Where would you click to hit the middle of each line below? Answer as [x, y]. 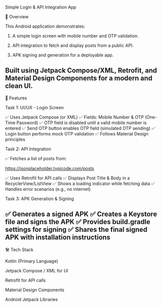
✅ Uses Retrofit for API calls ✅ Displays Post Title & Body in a [67, 178]
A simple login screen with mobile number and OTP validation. [76, 36]
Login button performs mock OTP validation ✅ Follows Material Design [77, 133]
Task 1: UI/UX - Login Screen [35, 107]
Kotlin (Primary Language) [32, 261]
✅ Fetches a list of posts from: [36, 158]
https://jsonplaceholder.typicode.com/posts [50, 168]
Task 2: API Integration [28, 149]
